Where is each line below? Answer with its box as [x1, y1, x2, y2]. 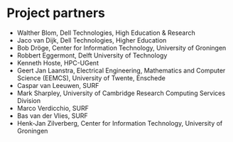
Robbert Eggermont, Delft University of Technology [16, 51, 168, 60]
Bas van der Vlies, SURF [16, 111, 88, 120]
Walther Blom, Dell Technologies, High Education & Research [16, 28, 196, 37]
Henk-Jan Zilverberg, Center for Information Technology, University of [16, 119, 223, 127]
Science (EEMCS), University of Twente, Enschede [16, 73, 166, 82]
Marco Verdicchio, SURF [16, 104, 90, 112]
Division [16, 96, 40, 104]
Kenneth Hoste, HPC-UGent [16, 58, 99, 67]
